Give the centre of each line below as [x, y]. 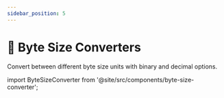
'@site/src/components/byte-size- [146, 79]
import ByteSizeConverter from [51, 79]
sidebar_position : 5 [37, 13]
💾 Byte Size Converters [74, 47]
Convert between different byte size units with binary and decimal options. [112, 66]
